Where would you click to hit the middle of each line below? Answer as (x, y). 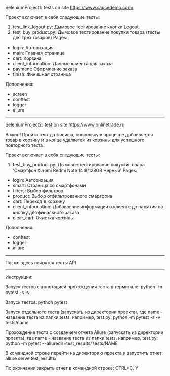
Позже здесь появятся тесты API (41, 262)
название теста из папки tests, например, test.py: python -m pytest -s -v (83, 317)
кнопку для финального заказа (46, 212)
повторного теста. (25, 145)
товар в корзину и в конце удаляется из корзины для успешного (75, 140)
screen (20, 94)
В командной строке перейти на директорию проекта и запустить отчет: (84, 353)
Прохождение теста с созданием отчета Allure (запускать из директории (84, 332)
